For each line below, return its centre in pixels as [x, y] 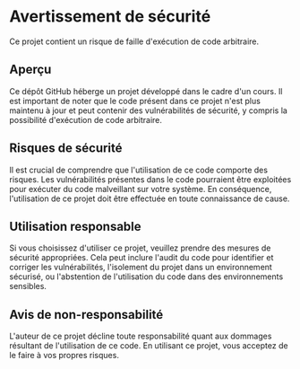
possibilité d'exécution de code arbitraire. [86, 119]
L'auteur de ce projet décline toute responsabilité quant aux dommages [141, 336]
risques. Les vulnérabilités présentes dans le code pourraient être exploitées [150, 179]
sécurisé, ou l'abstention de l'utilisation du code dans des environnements [146, 277]
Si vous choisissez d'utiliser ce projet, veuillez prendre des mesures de [140, 248]
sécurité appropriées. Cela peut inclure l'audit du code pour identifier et [141, 258]
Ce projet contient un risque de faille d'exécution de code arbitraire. [134, 41]
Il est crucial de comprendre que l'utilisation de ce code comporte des [139, 170]
